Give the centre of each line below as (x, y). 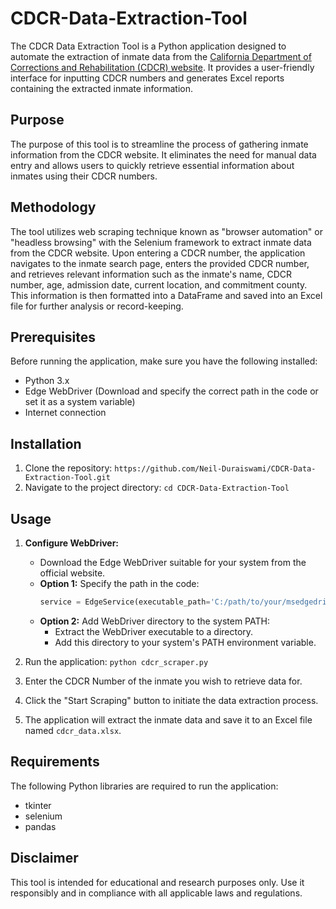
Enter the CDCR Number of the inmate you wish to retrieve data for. (163, 681)
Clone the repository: (68, 468)
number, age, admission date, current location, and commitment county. (159, 284)
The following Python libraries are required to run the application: (144, 786)
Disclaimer (44, 858)
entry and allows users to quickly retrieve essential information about (152, 165)
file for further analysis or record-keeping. (97, 306)
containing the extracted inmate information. (102, 88)
